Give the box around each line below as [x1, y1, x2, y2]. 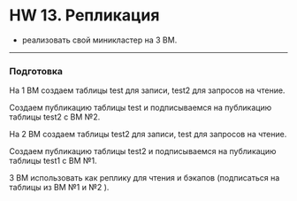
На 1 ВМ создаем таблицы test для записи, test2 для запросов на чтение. [9, 85, 286, 96]
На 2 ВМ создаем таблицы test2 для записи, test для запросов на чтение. [9, 129, 287, 140]
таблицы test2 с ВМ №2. [9, 112, 101, 122]
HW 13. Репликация [9, 5, 160, 26]
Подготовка [9, 65, 64, 77]
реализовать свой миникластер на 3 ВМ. [21, 35, 178, 45]
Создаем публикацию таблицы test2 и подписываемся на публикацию [9, 146, 277, 157]
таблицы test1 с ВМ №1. [9, 156, 97, 166]
